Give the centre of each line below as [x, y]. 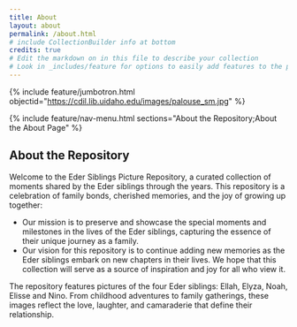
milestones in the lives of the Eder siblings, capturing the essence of [146, 232]
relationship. [32, 314]
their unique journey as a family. [80, 240]
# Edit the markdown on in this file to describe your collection [134, 58]
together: [26, 205]
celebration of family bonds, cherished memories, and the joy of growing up [148, 195]
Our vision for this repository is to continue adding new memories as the [153, 250]
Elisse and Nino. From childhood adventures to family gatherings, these [139, 295]
